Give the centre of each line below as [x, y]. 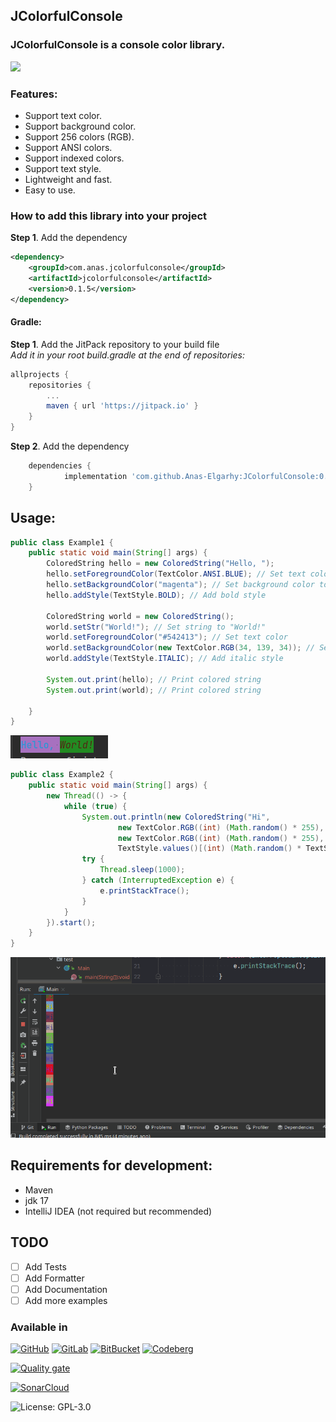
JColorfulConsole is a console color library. [118, 45]
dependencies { [60, 466]
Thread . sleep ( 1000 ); [142, 870]
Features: [34, 94]
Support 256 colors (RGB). [79, 136]
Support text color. [63, 115]
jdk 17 [36, 1200]
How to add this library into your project [109, 216]
